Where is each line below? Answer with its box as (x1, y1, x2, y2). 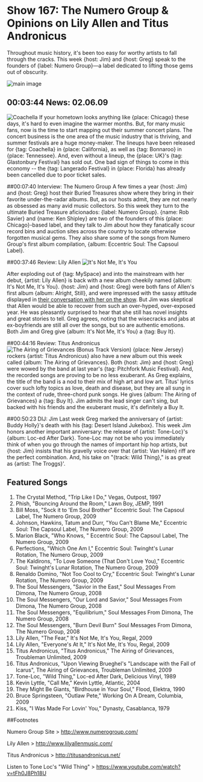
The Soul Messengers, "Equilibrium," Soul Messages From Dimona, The (15, 608, 193, 616)
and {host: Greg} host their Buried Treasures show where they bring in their (7, 189, 195, 196)
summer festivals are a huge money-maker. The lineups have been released (7, 139, 195, 146)
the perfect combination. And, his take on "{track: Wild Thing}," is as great (7, 453, 192, 461)
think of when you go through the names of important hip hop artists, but (7, 440, 188, 448)
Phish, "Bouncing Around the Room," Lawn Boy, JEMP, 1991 (15, 499, 164, 507)
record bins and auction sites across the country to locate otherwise (7, 227, 176, 235)
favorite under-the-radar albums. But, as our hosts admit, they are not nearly (7, 195, 197, 202)
